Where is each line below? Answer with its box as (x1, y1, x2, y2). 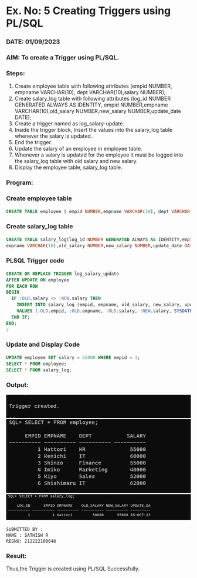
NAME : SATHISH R (6, 533, 49, 539)
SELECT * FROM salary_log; (6, 367, 72, 373)
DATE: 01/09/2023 (6, 38, 60, 46)
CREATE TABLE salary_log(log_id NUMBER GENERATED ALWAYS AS (6, 237, 157, 243)
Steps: (6, 69, 25, 77)
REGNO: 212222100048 (6, 539, 57, 544)
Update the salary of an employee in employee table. (14, 145, 142, 152)
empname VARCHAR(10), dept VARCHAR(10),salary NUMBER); (14, 89, 166, 96)
